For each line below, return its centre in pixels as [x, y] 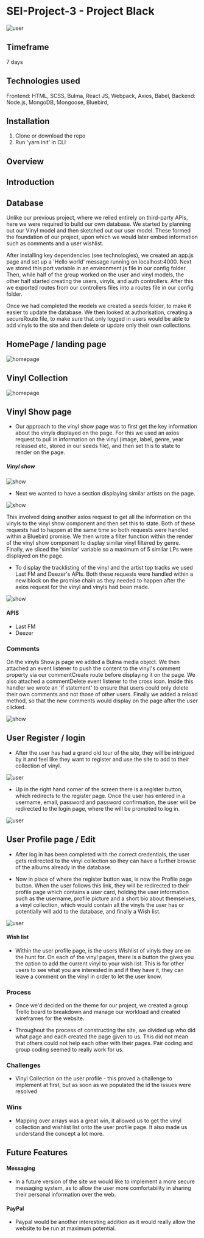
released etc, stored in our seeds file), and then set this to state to [98, 446]
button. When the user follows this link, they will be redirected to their [102, 885]
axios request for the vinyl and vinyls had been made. [82, 587]
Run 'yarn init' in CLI [40, 142]
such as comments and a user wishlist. [55, 243]
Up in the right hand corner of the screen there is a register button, [99, 789]
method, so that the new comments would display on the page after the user [102, 701]
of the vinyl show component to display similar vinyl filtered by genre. [93, 543]
